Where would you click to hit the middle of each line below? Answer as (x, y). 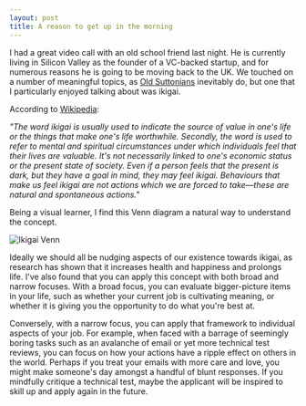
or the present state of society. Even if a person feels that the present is (144, 165)
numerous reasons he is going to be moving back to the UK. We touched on (152, 72)
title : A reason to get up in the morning (91, 26)
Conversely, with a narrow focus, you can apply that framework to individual (153, 323)
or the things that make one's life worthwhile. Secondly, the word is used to (151, 136)
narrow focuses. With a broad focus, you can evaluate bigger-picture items (150, 286)
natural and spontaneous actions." (75, 194)
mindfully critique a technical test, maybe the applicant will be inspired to (147, 381)
